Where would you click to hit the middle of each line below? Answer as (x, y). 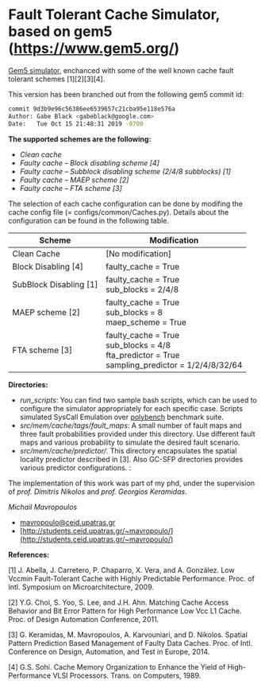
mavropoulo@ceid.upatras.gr (67, 522)
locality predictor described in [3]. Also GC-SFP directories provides (131, 459)
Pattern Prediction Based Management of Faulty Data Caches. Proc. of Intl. (131, 643)
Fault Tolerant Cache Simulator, (114, 15)
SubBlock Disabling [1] (55, 284)
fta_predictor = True (143, 355)
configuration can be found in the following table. (88, 220)
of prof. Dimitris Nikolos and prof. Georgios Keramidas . (98, 492)
